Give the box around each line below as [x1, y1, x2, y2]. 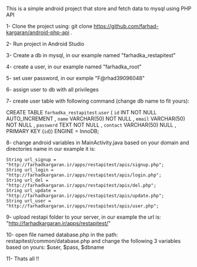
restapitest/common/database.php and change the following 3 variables [6, 238, 181, 244]
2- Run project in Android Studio [6, 41, 85, 47]
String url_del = [6, 177, 49, 183]
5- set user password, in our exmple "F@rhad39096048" [6, 75, 145, 81]
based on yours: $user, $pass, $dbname [6, 244, 105, 250]
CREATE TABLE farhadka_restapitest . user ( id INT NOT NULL [6, 109, 157, 116]
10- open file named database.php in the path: [6, 231, 118, 238]
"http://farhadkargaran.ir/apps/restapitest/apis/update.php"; [6, 193, 165, 199]
